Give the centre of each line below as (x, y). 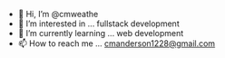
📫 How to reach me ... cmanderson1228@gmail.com (117, 43)
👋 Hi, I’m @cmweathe (58, 14)
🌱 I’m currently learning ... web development (101, 33)
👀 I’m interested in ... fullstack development (98, 24)
